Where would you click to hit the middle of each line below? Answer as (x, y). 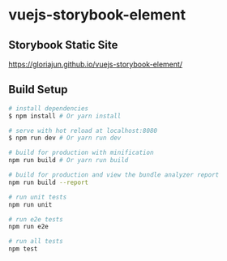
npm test (23, 249)
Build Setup (38, 90)
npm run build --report (49, 182)
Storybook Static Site (63, 45)
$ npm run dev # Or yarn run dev (65, 138)
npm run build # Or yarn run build (69, 160)
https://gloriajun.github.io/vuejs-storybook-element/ (96, 64)
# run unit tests (38, 197)
